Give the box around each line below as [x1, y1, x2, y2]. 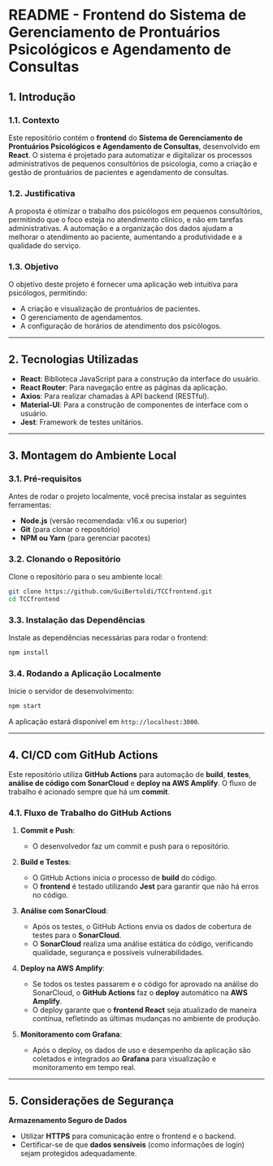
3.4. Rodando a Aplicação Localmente [8, 668, 162, 679]
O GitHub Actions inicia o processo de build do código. [32, 873, 218, 883]
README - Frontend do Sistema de [8, 6, 247, 24]
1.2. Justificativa [8, 187, 76, 199]
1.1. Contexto [8, 114, 60, 125]
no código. [32, 890, 69, 900]
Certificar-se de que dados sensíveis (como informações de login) [19, 1140, 245, 1150]
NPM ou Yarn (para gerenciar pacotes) [19, 533, 151, 543]
